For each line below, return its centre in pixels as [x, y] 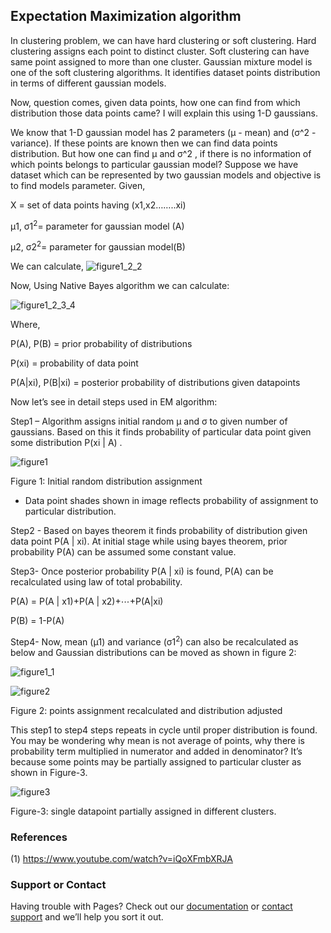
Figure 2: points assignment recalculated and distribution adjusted [146, 710]
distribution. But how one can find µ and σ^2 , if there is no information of [161, 153]
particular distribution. [70, 511]
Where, [25, 325]
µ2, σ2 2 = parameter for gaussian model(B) [98, 246]
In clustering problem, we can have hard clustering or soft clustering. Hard [163, 40]
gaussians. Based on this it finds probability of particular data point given [161, 432]
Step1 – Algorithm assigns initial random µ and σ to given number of [149, 421]
